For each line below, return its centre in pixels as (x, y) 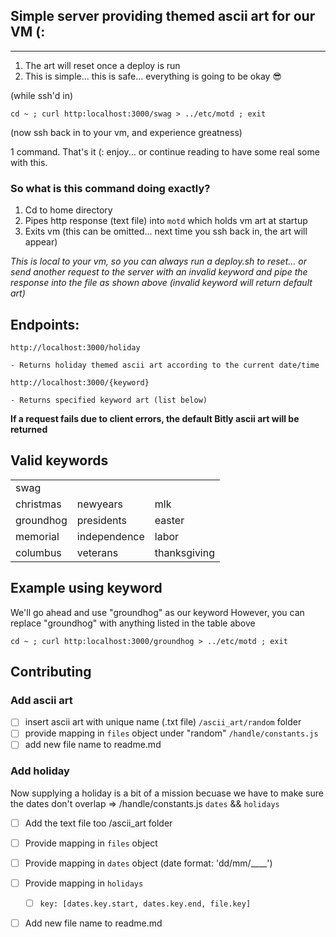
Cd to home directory (68, 210)
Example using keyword (86, 588)
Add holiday (40, 771)
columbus (38, 552)
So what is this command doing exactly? (110, 188)
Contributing (51, 671)
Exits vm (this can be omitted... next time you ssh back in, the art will (166, 231)
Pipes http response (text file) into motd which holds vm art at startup (166, 221)
